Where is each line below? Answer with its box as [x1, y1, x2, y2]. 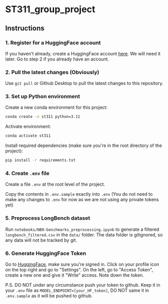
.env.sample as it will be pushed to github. [5, 292, 93, 298]
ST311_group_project [5, 4, 96, 15]
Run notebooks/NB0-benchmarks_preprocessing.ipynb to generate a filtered [5, 226, 159, 232]
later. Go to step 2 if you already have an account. [5, 56, 109, 62]
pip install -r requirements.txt [5, 158, 76, 163]
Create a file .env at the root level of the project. [5, 181, 105, 188]
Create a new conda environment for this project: [5, 104, 108, 110]
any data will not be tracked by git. [5, 237, 77, 243]
